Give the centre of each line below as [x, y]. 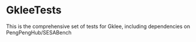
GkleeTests [34, 10]
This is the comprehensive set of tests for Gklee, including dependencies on [98, 26]
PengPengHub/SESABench [39, 32]
